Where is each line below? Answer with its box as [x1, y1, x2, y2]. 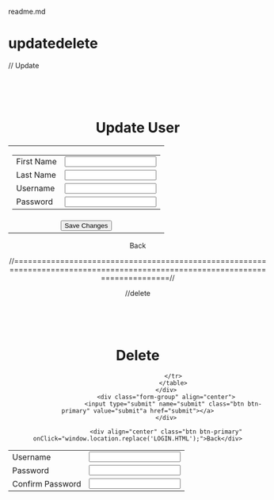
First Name [16, 156, 57, 167]
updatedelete [8, 35, 98, 52]
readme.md [8, 7, 46, 16]
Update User [95, 118, 181, 137]
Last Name [16, 170, 57, 181]
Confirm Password [12, 478, 82, 489]
